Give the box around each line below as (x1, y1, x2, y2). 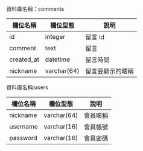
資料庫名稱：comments (6, 5, 65, 12)
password (9, 134, 37, 142)
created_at (9, 55, 40, 64)
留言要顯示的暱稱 (85, 67, 134, 75)
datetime (45, 55, 71, 64)
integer (45, 33, 65, 41)
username (9, 122, 38, 130)
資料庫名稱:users (6, 84, 48, 91)
